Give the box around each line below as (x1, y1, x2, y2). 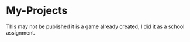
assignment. (6, 29, 36, 36)
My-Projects (6, 4, 68, 17)
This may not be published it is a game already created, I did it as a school (6, 23, 185, 30)
